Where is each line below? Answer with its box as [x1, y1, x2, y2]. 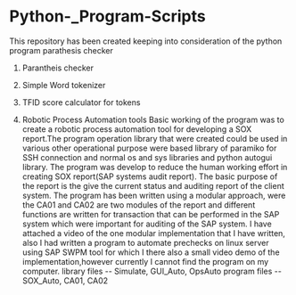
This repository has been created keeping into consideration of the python [9, 36, 283, 46]
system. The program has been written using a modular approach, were [21, 190, 286, 201]
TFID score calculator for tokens [21, 96, 141, 108]
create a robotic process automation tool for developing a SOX [21, 123, 252, 135]
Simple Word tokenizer [21, 79, 106, 90]
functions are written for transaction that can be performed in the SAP [21, 209, 280, 219]
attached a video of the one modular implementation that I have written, [21, 227, 285, 238]
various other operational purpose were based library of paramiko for [21, 143, 277, 153]
